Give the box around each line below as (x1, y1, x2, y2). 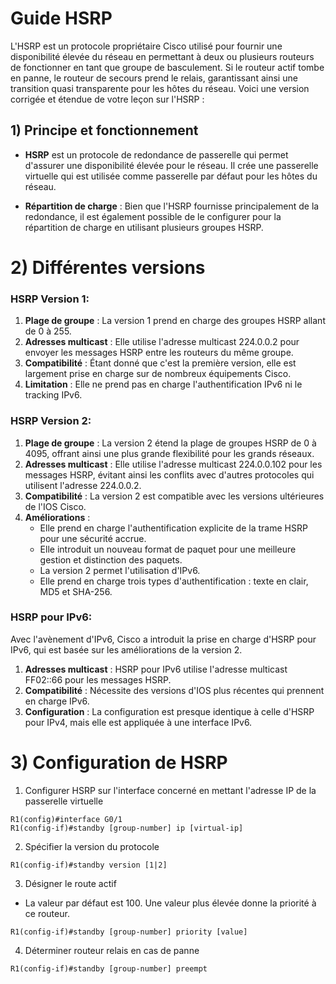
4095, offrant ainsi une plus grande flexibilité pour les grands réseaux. (24, 447, 315, 459)
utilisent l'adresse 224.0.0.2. (24, 479, 142, 491)
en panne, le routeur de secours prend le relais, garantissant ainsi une (10, 72, 298, 84)
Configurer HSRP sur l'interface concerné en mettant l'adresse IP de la (24, 784, 317, 796)
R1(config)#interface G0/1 (10, 814, 123, 824)
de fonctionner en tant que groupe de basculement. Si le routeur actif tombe (10, 61, 325, 73)
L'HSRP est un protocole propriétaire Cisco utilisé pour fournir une (10, 40, 283, 52)
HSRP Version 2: (10, 414, 92, 428)
